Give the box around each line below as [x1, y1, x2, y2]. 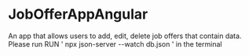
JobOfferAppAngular [8, 5, 148, 23]
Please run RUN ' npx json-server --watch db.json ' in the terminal [8, 39, 222, 48]
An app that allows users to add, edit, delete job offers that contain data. [8, 31, 242, 40]
